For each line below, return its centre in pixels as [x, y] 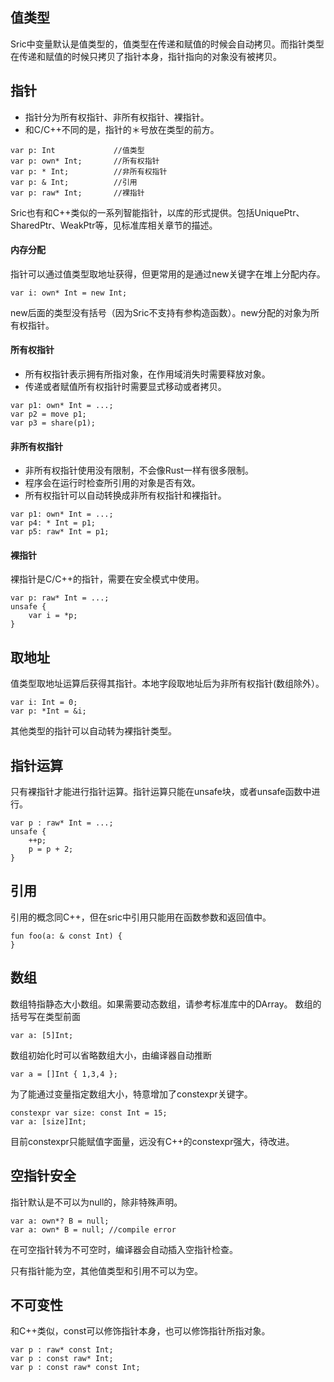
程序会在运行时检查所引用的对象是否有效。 [112, 483]
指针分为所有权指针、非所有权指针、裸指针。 [117, 117]
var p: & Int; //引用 [74, 182]
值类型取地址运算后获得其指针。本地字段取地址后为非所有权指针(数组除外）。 [167, 684]
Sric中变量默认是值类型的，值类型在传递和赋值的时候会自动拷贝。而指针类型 [167, 44]
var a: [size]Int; [48, 1121]
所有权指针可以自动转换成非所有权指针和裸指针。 [125, 495]
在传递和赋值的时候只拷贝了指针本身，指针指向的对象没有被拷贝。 [146, 56]
